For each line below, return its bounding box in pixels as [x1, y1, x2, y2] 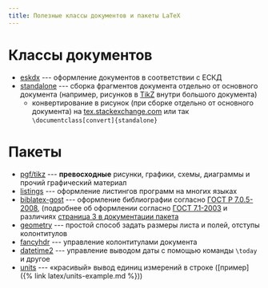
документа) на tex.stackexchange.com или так [31, 106, 190, 116]
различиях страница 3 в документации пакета [19, 211, 179, 221]
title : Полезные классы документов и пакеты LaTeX [8, 11, 181, 20]
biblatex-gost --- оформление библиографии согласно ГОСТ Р [19, 195, 234, 204]
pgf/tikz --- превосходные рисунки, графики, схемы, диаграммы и [19, 169, 250, 179]
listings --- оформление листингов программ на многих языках [19, 186, 238, 195]
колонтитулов [19, 228, 68, 238]
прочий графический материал [19, 177, 127, 187]
